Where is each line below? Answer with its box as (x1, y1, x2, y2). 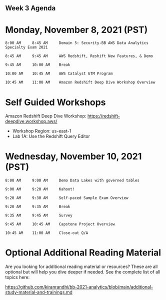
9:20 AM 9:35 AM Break (5, 204, 70, 209)
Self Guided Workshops (5, 96, 106, 108)
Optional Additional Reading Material (5, 247, 161, 258)
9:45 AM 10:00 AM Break (5, 62, 70, 67)
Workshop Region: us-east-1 (12, 128, 71, 134)
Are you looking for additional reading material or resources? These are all (5, 263, 158, 269)
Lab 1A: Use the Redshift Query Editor (12, 133, 90, 139)
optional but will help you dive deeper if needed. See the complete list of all (5, 269, 160, 275)
